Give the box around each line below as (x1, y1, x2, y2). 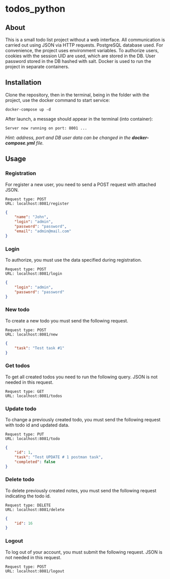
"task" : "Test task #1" (14, 345, 65, 350)
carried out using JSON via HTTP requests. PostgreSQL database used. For (5, 42, 163, 48)
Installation (5, 78, 42, 87)
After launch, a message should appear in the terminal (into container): (5, 116, 153, 122)
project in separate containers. (5, 64, 70, 69)
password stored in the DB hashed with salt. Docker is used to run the (5, 58, 151, 64)
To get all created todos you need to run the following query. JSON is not (5, 374, 158, 380)
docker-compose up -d (5, 107, 51, 112)
